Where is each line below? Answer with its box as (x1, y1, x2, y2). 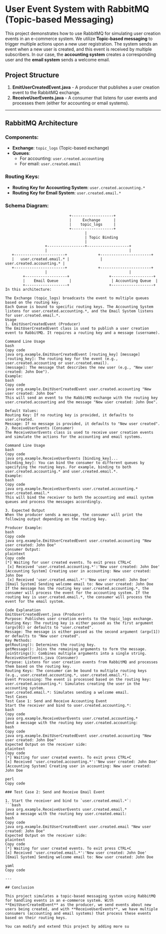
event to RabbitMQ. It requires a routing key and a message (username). (5, 330, 161, 335)
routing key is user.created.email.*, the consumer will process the (5, 595, 152, 600)
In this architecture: (5, 287, 52, 292)
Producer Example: (5, 525, 43, 530)
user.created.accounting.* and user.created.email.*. (5, 469, 119, 474)
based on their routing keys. (5, 915, 68, 921)
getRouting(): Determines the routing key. (5, 642, 96, 647)
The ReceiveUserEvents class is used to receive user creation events (5, 430, 154, 435)
